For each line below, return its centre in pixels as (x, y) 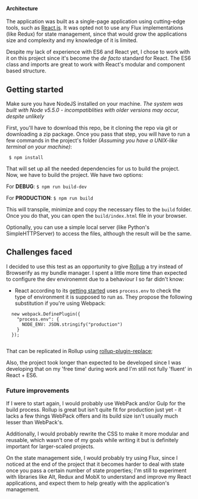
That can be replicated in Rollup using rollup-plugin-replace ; (79, 351)
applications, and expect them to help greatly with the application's (88, 483)
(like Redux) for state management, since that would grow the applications (97, 34)
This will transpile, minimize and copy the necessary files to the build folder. (99, 209)
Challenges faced (39, 252)
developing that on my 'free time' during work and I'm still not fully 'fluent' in (99, 368)
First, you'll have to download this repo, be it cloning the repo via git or (92, 128)
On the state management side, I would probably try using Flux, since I (92, 458)
